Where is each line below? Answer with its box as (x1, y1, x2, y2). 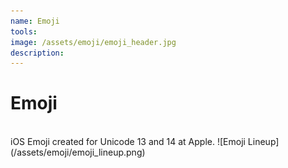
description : (10, 48, 65, 58)
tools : (10, 26, 38, 37)
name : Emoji (10, 16, 60, 26)
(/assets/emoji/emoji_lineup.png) (10, 146, 146, 159)
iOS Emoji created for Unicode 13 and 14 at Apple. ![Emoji (10, 136, 246, 148)
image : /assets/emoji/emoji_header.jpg (10, 37, 177, 47)
